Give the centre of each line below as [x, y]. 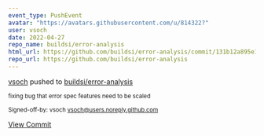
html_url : [24, 52]
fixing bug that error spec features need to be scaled [79, 96]
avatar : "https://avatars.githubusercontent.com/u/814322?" [109, 23]
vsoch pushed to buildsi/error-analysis [71, 81]
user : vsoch [27, 30]
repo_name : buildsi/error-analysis [66, 45]
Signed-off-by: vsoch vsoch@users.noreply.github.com [83, 110]
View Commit [30, 124]
